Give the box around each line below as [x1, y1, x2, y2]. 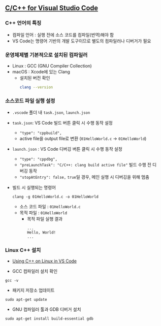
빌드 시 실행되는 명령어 [12, 185, 56, 191]
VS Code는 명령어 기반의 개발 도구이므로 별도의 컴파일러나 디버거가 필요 [12, 38, 151, 44]
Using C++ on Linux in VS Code [12, 258, 77, 264]
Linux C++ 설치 [5, 247, 41, 254]
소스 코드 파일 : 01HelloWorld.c [19, 204, 81, 210]
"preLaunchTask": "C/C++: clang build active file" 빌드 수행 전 [19, 162, 152, 168]
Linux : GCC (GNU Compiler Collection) [12, 63, 92, 68]
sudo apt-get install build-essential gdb [5, 316, 94, 322]
